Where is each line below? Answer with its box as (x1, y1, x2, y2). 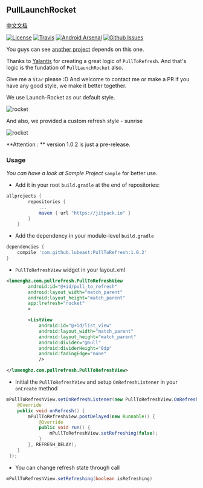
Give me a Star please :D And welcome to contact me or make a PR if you (6, 75, 190, 82)
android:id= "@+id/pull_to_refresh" (28, 283, 118, 290)
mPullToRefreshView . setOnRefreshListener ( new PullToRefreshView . (6, 396, 174, 403)
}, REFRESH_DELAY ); (28, 442, 77, 448)
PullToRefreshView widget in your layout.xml (14, 266, 126, 273)
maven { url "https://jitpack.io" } (38, 210, 131, 216)
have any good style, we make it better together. (6, 82, 127, 89)
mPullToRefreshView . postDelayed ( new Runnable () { (28, 413, 155, 419)
